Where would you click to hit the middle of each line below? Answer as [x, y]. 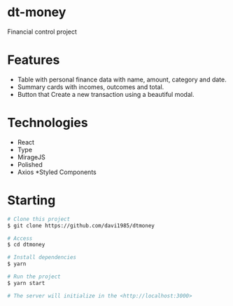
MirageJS [31, 157]
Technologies [48, 123]
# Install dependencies [42, 258]
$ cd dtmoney [26, 245]
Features [34, 60]
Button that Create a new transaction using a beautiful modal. [106, 94]
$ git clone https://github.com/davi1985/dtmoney [81, 225]
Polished [30, 164]
